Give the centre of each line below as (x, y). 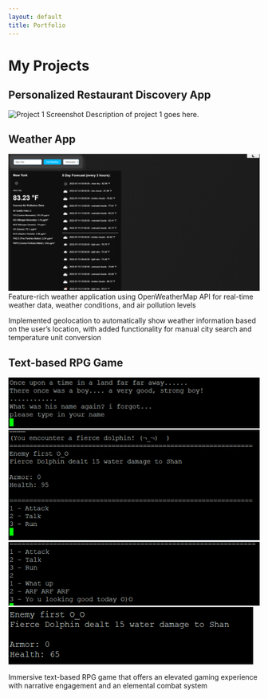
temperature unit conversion (55, 338)
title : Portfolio (37, 25)
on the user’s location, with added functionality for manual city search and (130, 329)
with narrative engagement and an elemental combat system (108, 686)
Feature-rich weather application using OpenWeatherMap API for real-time (131, 297)
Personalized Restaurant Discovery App (110, 95)
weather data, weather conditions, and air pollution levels (102, 305)
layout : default (35, 17)
